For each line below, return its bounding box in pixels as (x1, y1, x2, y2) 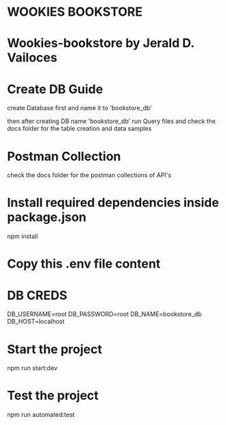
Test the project (7, 388, 99, 404)
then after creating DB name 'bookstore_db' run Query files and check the (7, 117, 216, 125)
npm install (7, 232, 38, 240)
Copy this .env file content (7, 256, 161, 272)
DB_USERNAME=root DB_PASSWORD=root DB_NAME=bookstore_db (7, 310, 202, 318)
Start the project (7, 342, 103, 357)
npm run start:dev (7, 364, 58, 372)
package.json (7, 209, 87, 225)
